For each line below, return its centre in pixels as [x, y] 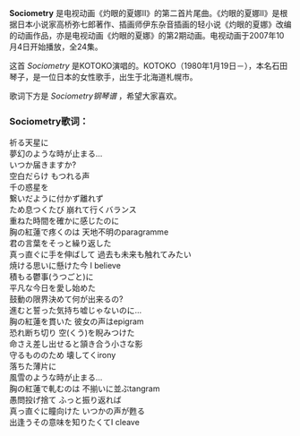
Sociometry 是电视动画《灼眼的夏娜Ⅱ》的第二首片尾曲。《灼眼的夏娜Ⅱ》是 [145, 13]
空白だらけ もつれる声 [50, 176]
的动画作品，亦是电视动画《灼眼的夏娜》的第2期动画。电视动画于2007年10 [147, 35]
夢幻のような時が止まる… [56, 154]
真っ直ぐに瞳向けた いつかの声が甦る [77, 411]
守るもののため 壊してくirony [63, 355]
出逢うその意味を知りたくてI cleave [75, 423]
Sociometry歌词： [49, 121]
